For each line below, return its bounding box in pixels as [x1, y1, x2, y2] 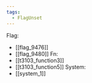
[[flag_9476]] [15, 44, 49, 51]
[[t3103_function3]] [15, 57, 64, 64]
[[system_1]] [15, 69, 46, 77]
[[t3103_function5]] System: [15, 63, 86, 71]
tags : [6, 9, 20, 15]
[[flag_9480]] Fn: [15, 50, 58, 57]
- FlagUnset [12, 15, 43, 21]
